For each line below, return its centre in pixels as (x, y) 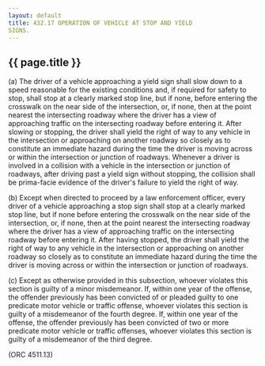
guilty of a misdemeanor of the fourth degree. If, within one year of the (123, 315)
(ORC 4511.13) (30, 355)
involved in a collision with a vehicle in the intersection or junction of (119, 166)
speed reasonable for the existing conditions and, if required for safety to (127, 90)
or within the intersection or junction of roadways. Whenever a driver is (124, 157)
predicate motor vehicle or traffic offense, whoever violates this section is (128, 306)
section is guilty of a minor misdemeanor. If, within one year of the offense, (130, 289)
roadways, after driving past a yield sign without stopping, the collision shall (132, 174)
